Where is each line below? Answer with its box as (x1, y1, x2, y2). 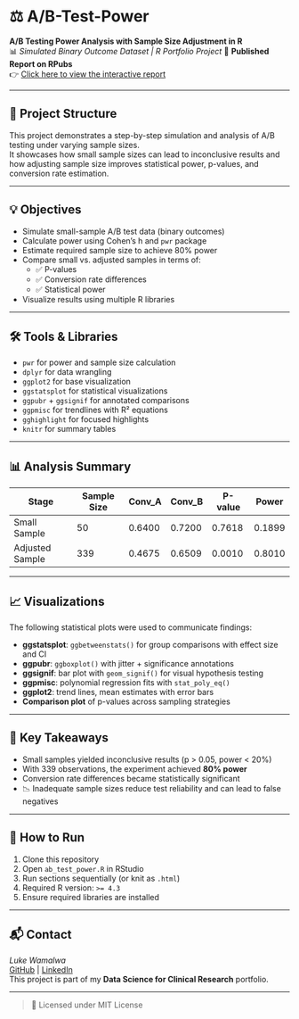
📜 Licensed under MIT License (30, 999, 143, 1010)
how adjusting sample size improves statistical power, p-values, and (9, 158, 260, 169)
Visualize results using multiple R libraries (21, 294, 175, 304)
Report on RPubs (9, 58, 73, 69)
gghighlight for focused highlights (21, 414, 149, 425)
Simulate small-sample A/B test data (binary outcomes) (21, 226, 225, 236)
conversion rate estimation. (9, 168, 109, 178)
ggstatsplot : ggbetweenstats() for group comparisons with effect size (21, 640, 279, 650)
